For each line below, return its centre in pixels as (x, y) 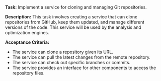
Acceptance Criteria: (27, 42)
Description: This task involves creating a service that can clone (71, 17)
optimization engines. (27, 33)
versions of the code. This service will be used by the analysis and (73, 27)
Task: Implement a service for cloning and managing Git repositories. (76, 7)
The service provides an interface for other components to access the (84, 68)
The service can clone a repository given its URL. (63, 52)
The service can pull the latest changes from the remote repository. (81, 57)
